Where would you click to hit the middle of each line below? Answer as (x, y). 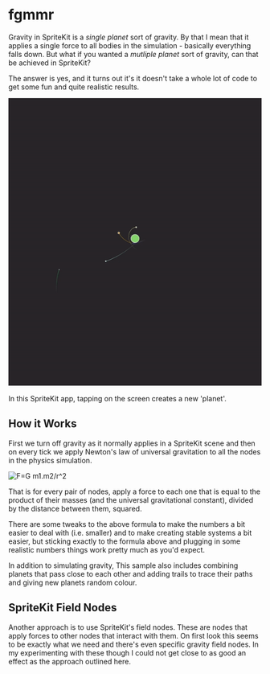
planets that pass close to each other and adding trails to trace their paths (131, 573)
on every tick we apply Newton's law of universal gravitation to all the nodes (135, 451)
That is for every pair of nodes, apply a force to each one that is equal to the (135, 491)
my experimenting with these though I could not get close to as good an (127, 652)
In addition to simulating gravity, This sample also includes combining (123, 565)
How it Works (43, 424)
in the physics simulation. (50, 460)
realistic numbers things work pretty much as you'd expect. (107, 549)
